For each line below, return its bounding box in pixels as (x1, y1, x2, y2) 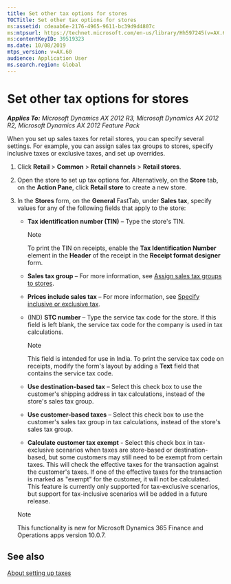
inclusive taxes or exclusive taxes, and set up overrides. (7, 149, 166, 157)
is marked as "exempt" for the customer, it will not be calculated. (27, 474, 211, 483)
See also (7, 550, 45, 562)
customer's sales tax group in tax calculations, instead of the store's (27, 417, 221, 426)
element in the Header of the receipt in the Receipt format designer (27, 251, 221, 259)
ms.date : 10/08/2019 (7, 42, 67, 49)
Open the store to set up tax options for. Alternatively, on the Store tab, (16, 176, 219, 184)
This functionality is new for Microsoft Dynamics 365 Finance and (16, 523, 204, 532)
